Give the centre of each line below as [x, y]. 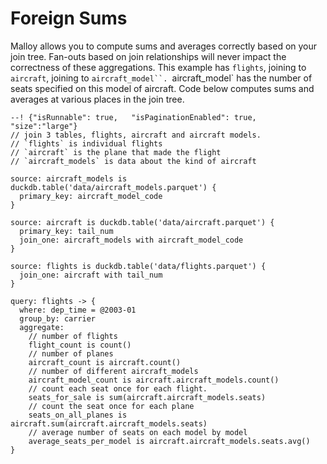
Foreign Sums [69, 18]
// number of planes [71, 353]
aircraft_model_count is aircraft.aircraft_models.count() [154, 380]
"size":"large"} [44, 126]
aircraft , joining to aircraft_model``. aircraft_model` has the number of [161, 78]
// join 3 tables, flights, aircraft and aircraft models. [136, 135]
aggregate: [42, 327]
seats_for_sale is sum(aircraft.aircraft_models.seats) [147, 397]
